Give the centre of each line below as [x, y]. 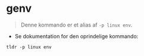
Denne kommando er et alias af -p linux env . [76, 25]
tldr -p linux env [29, 47]
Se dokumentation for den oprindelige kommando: [76, 36]
